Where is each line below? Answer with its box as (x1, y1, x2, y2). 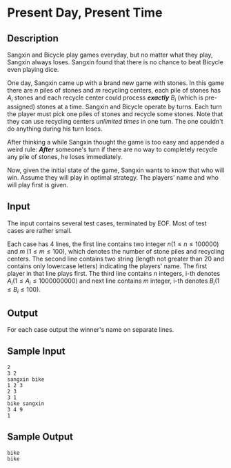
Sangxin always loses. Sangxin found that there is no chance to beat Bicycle (7, 58, 224, 66)
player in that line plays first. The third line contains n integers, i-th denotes (7, 269, 221, 277)
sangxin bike (7, 375, 45, 383)
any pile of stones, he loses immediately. (7, 152, 123, 160)
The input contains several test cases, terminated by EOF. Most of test (7, 219, 207, 227)
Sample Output (7, 431, 74, 443)
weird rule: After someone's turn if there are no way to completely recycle (7, 145, 218, 153)
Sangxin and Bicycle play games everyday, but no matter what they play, (7, 50, 213, 59)
